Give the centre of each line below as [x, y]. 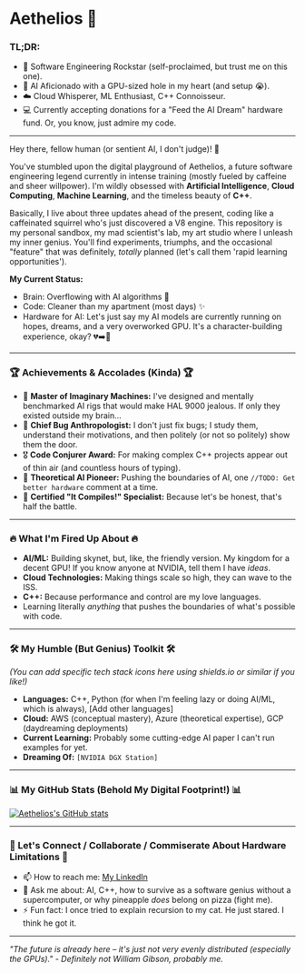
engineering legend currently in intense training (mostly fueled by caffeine [148, 176]
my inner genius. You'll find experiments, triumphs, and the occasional [141, 242]
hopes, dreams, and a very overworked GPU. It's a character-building [152, 326]
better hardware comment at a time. [90, 486]
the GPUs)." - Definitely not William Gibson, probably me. [117, 958]
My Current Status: [46, 279]
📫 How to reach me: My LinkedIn [85, 877]
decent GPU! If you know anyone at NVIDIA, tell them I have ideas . [146, 568]
